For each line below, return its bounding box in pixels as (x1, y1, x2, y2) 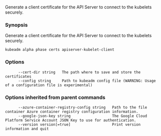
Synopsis (5, 22, 28, 28)
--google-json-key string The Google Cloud (18, 113, 147, 118)
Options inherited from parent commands (5, 94, 106, 101)
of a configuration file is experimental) (5, 83, 93, 88)
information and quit (5, 126, 49, 131)
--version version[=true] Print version (18, 122, 141, 127)
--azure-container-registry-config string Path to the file (18, 105, 147, 110)
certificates (5, 74, 32, 79)
